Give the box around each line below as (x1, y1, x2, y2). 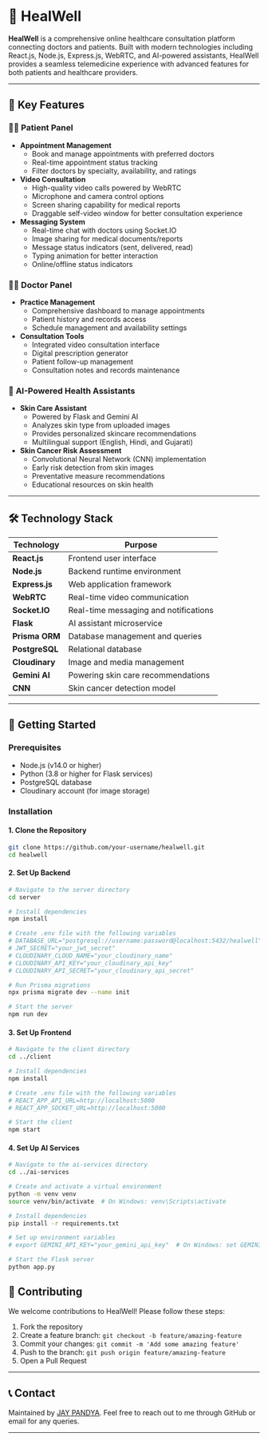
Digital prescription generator (31, 348, 129, 358)
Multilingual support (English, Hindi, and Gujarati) (31, 437, 194, 447)
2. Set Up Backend (8, 868, 71, 878)
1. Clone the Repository (8, 826, 87, 835)
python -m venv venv (8, 1190, 77, 1198)
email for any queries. (8, 1416, 80, 1426)
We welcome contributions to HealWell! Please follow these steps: (8, 1306, 226, 1316)
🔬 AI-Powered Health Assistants (8, 385, 136, 396)
